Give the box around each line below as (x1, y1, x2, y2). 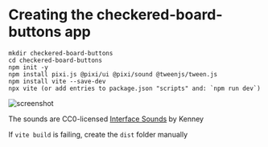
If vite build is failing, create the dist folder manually (8, 129, 188, 139)
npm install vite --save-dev (8, 77, 106, 85)
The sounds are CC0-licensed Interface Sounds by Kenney (8, 114, 204, 124)
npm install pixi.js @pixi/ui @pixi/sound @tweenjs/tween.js (8, 70, 218, 78)
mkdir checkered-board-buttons (8, 49, 113, 57)
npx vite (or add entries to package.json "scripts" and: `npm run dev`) (8, 84, 262, 92)
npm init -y (8, 63, 48, 71)
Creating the (8, 6, 94, 24)
